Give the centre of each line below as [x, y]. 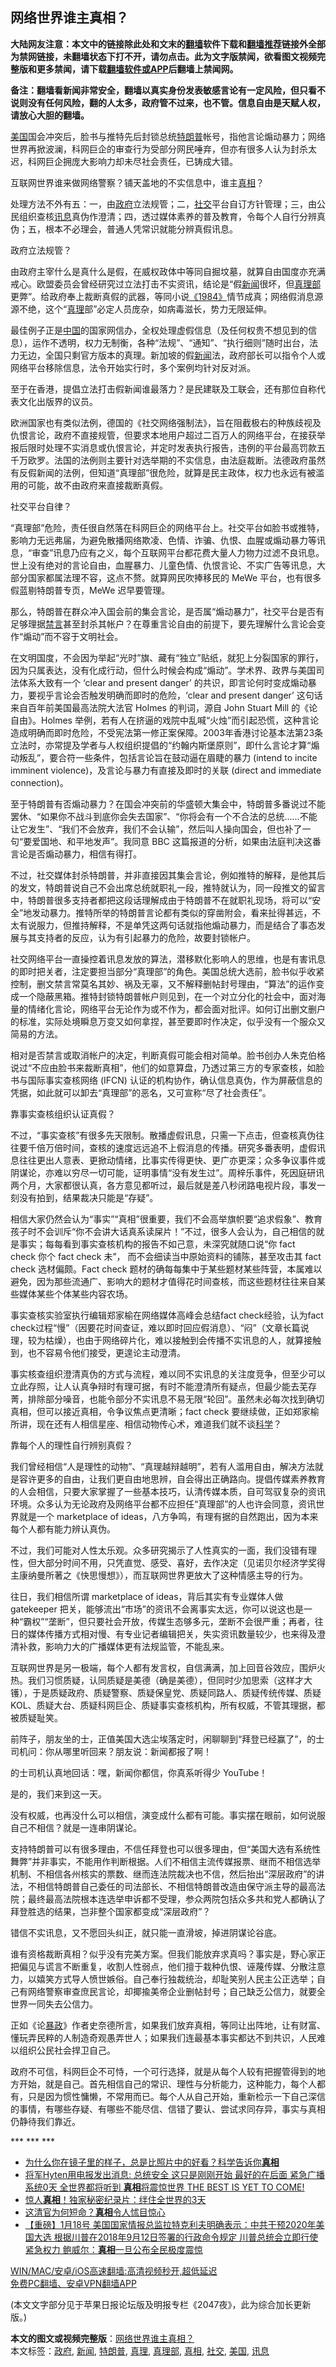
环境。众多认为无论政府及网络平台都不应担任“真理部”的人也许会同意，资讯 [163, 1504]
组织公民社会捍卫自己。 [67, 2050]
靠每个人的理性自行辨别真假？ [71, 1445]
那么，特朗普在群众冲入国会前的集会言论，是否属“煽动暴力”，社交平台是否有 [167, 611]
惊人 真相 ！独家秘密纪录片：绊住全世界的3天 [115, 2199]
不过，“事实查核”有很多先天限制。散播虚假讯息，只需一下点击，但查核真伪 [163, 1135]
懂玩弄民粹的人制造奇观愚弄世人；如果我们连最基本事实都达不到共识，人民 [163, 2037]
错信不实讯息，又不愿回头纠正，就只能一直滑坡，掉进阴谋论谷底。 [146, 1932]
